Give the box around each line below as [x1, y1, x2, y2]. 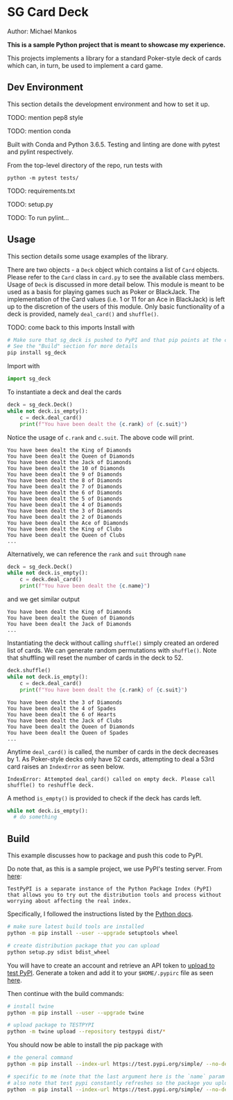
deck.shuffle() [7, 667, 51, 674]
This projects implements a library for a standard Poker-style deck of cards [7, 53, 222, 62]
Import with [7, 362, 40, 370]
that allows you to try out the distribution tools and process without [7, 892, 222, 899]
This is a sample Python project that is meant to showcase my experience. [7, 40, 226, 49]
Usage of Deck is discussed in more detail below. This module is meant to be [7, 280, 225, 289]
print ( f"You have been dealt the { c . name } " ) [19, 583, 150, 590]
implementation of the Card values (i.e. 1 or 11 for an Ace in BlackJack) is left [7, 295, 225, 303]
